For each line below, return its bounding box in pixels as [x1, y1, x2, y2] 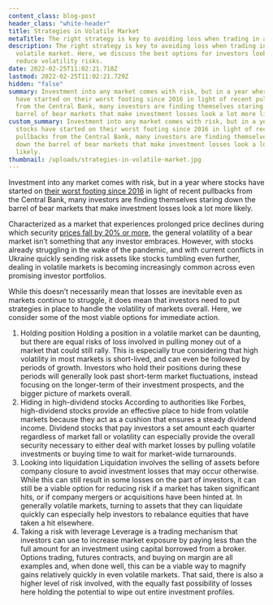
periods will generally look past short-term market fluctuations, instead [19, 371, 258, 382]
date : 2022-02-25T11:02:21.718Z [8, 65, 118, 73]
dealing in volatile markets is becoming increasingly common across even [8, 262, 256, 272]
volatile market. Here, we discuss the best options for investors [15, 50, 249, 58]
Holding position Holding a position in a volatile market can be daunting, [19, 328, 262, 338]
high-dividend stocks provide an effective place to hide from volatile [19, 406, 249, 416]
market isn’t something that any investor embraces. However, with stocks [8, 236, 254, 246]
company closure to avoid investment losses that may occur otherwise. [19, 466, 259, 476]
